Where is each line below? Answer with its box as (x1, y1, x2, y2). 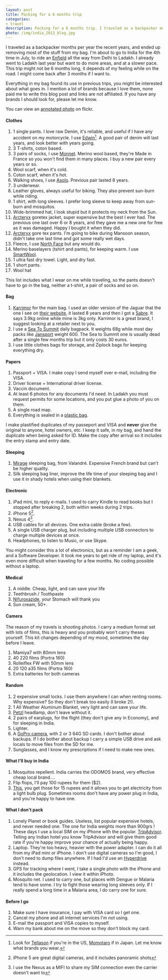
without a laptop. (5, 563, 40, 569)
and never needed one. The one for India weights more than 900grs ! (12, 823, 155, 829)
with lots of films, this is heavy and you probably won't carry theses (5, 630, 145, 636)
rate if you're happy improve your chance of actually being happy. (12, 839, 149, 845)
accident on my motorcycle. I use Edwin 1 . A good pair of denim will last (12, 134, 159, 140)
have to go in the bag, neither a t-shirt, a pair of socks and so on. (5, 282, 139, 288)
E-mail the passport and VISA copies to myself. (12, 920, 110, 926)
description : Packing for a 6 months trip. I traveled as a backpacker (5, 26, 158, 31)
